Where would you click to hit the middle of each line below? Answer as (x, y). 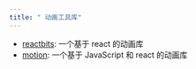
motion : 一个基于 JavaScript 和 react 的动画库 (105, 55)
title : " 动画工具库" (45, 17)
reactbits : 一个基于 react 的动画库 (83, 43)
